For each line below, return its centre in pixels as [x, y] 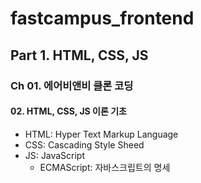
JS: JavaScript [54, 155]
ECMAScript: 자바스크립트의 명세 [105, 167]
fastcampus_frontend [102, 18]
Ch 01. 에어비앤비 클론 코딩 [72, 85]
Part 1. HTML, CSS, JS [79, 55]
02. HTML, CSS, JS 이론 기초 [68, 111]
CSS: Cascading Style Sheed [84, 144]
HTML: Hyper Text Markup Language [101, 134]
